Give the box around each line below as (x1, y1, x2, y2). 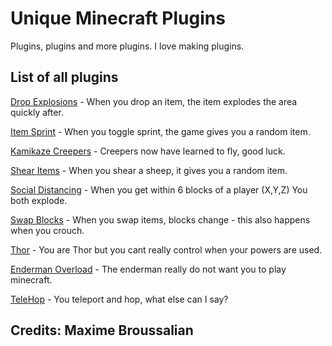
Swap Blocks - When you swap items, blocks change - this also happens (10, 213, 311, 226)
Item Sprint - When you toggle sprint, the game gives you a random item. (10, 125, 311, 137)
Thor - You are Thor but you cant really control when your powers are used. (10, 243, 323, 256)
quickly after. (10, 106, 64, 118)
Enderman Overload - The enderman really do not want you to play (10, 263, 287, 275)
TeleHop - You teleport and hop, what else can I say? (10, 293, 229, 305)
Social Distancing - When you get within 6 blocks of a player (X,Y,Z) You (10, 183, 308, 196)
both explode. (10, 194, 68, 206)
